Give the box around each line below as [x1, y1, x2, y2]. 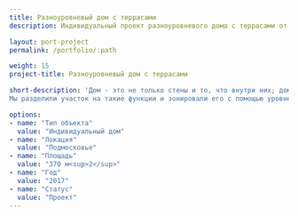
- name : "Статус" [9, 184, 74, 194]
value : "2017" [17, 176, 69, 185]
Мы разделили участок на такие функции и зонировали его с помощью [9, 94, 264, 103]
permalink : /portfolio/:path [9, 45, 117, 54]
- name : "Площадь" [9, 152, 77, 161]
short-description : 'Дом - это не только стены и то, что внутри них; [9, 86, 276, 95]
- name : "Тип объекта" [9, 118, 93, 127]
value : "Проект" [17, 193, 77, 202]
